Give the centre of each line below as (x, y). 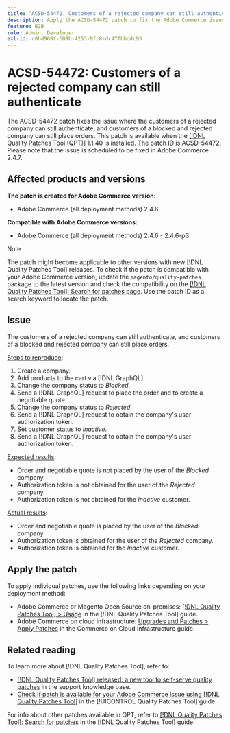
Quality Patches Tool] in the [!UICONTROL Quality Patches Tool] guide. (117, 701)
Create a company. (44, 371)
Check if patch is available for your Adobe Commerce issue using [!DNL (118, 695)
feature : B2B (26, 26)
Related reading (42, 650)
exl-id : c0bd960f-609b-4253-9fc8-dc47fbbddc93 (75, 39)
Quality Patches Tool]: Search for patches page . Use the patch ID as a (106, 291)
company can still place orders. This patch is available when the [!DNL (106, 136)
